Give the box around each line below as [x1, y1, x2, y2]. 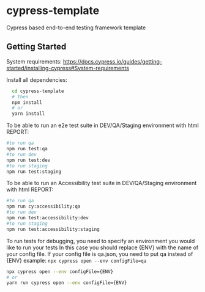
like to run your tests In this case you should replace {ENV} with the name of [6, 244, 199, 251]
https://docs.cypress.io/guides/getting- [63, 57, 163, 65]
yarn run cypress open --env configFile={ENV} [6, 280, 127, 286]
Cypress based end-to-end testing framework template [6, 24, 146, 31]
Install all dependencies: [6, 76, 67, 83]
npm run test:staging [6, 169, 62, 175]
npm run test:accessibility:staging [6, 226, 100, 232]
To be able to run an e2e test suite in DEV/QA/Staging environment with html [6, 122, 199, 129]
